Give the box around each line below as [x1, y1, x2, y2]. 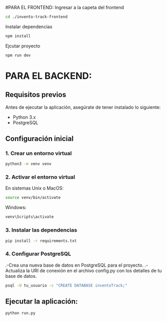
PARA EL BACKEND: [5, 70, 92, 82]
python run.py [5, 311, 36, 316]
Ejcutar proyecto [5, 43, 41, 49]
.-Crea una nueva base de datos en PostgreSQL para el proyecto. [5, 262, 144, 268]
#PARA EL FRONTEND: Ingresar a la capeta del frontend [5, 5, 124, 10]
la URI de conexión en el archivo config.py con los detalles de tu [26, 267, 162, 274]
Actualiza [5, 267, 25, 274]
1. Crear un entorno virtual [5, 149, 72, 157]
